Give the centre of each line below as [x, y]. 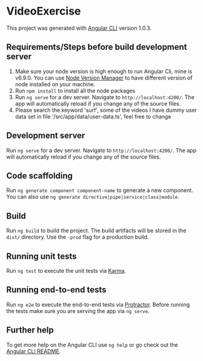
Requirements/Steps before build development [97, 47]
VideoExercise [44, 11]
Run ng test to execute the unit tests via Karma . [66, 271]
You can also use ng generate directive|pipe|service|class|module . [93, 197]
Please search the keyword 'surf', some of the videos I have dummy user [106, 110]
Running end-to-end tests [56, 290]
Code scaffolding [39, 175]
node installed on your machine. [55, 84]
